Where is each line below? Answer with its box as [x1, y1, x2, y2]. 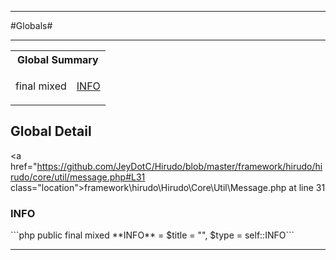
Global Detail [10, 123, 92, 140]
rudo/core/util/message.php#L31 [10, 171, 146, 183]
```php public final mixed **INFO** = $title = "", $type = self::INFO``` [10, 229, 295, 241]
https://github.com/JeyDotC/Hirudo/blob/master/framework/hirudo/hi [36, 160, 323, 172]
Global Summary [17, 53, 99, 66]
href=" [10, 160, 38, 172]
